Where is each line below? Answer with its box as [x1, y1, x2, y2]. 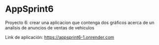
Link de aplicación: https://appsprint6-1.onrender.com [5, 34, 115, 40]
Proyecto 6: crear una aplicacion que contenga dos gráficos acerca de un [5, 20, 155, 25]
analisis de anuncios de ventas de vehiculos [5, 24, 95, 30]
